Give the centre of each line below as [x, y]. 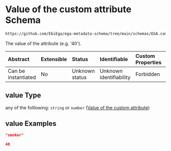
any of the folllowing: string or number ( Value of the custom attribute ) [78, 107]
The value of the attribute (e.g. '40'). [43, 43]
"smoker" [15, 135]
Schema [23, 20]
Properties [149, 62]
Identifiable [114, 59]
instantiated [22, 77]
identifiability [115, 77]
